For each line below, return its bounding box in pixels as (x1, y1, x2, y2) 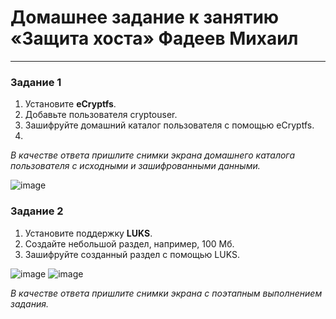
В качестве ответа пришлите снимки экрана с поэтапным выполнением (10, 287, 323, 299)
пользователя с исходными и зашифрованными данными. (10, 160, 261, 172)
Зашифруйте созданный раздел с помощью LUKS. (24, 248, 240, 260)
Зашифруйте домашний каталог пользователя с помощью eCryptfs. (24, 119, 315, 131)
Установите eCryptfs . (24, 98, 117, 110)
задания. (10, 297, 49, 310)
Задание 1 (10, 75, 62, 89)
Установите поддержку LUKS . (24, 227, 153, 239)
